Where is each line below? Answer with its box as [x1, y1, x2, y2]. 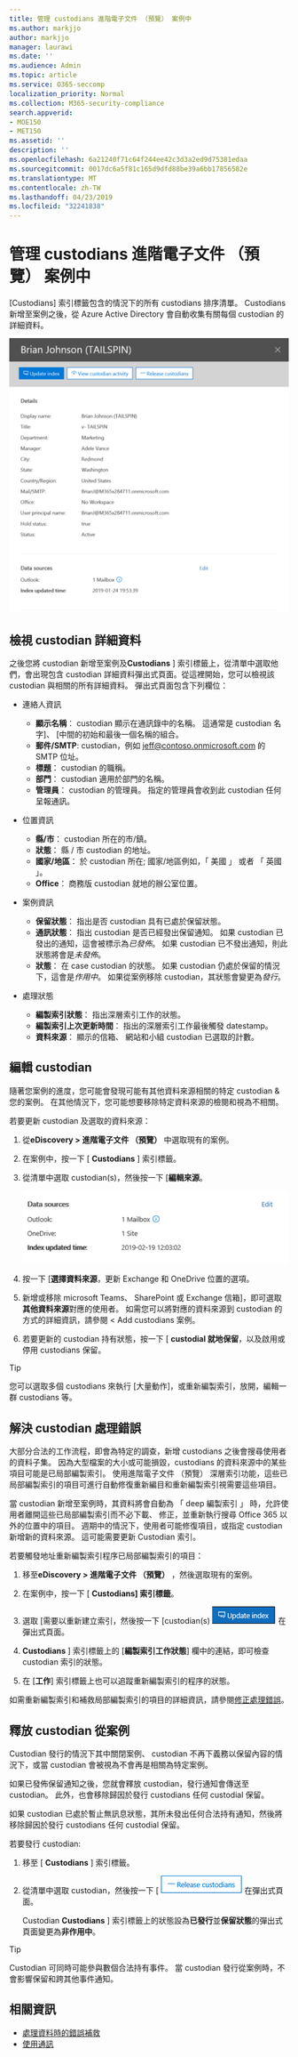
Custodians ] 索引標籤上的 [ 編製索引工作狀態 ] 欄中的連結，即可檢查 [21, 1646, 270, 1657]
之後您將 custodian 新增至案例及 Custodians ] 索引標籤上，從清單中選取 [9, 658, 271, 669]
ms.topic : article [9, 71, 77, 80]
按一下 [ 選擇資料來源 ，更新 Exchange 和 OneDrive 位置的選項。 [21, 1273, 255, 1285]
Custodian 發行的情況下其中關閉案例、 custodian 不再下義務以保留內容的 [9, 1748, 276, 1759]
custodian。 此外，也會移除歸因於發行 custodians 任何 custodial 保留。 [9, 1789, 269, 1801]
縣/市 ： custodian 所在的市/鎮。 [35, 834, 153, 844]
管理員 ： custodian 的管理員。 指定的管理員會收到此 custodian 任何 [35, 785, 282, 795]
